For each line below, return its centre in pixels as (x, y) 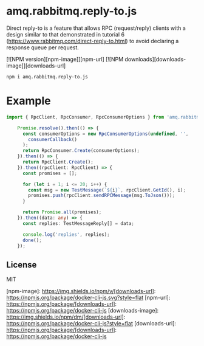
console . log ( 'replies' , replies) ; (66, 234)
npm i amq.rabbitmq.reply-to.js (47, 77)
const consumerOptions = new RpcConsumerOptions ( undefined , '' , (105, 134)
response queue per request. (42, 47)
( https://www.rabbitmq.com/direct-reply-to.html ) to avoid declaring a (93, 41)
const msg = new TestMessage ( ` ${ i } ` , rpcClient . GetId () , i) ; (107, 190)
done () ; (32, 240)
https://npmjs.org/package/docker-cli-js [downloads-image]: (83, 311)
